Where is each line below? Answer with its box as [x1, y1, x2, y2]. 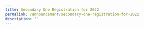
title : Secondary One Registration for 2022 [5, 7, 99, 12]
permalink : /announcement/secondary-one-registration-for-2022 [5, 12, 140, 17]
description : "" [5, 16, 39, 21]
